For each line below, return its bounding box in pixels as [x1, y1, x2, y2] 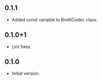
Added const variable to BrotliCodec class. [11, 16, 98, 22]
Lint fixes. [11, 44, 32, 49]
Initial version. [11, 70, 40, 77]
